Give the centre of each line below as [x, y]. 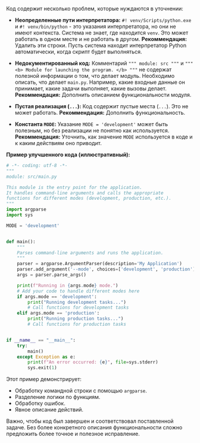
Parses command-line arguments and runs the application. [90, 253]
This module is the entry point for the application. [74, 187]
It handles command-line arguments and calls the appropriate [85, 193]
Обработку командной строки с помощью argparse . [81, 391]
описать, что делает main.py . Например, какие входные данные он [100, 82]
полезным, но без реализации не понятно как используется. [92, 131]
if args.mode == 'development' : [57, 297]
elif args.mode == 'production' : [58, 313]
